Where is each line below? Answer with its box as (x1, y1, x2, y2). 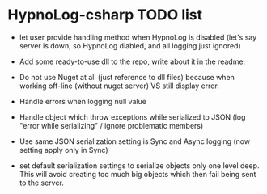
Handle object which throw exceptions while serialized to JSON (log (19, 112, 246, 122)
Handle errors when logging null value (19, 96, 147, 106)
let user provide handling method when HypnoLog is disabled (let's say (19, 32, 257, 42)
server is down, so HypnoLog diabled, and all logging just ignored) (19, 40, 242, 50)
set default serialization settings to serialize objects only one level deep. (19, 160, 260, 171)
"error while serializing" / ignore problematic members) (19, 120, 204, 130)
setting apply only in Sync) (19, 145, 108, 154)
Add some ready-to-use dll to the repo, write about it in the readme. (19, 57, 246, 66)
